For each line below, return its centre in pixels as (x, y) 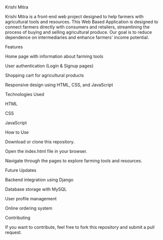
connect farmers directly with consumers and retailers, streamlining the (77, 27)
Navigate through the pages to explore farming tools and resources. (74, 161)
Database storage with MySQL (36, 189)
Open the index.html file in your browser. (46, 151)
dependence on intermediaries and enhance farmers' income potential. (77, 37)
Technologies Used (25, 94)
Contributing (18, 218)
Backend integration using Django (39, 180)
